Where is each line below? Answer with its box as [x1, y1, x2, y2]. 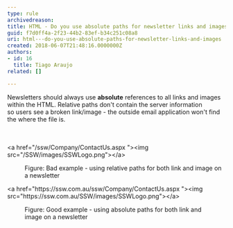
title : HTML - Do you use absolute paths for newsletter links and [7, 23, 207, 30]
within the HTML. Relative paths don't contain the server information [7, 100, 202, 108]
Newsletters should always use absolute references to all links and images [7, 93, 221, 101]
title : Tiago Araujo [13, 61, 73, 68]
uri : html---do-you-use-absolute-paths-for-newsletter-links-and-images [7, 36, 222, 43]
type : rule [7, 10, 39, 17]
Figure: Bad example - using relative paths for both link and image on [24, 164, 222, 172]
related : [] [7, 68, 42, 75]
